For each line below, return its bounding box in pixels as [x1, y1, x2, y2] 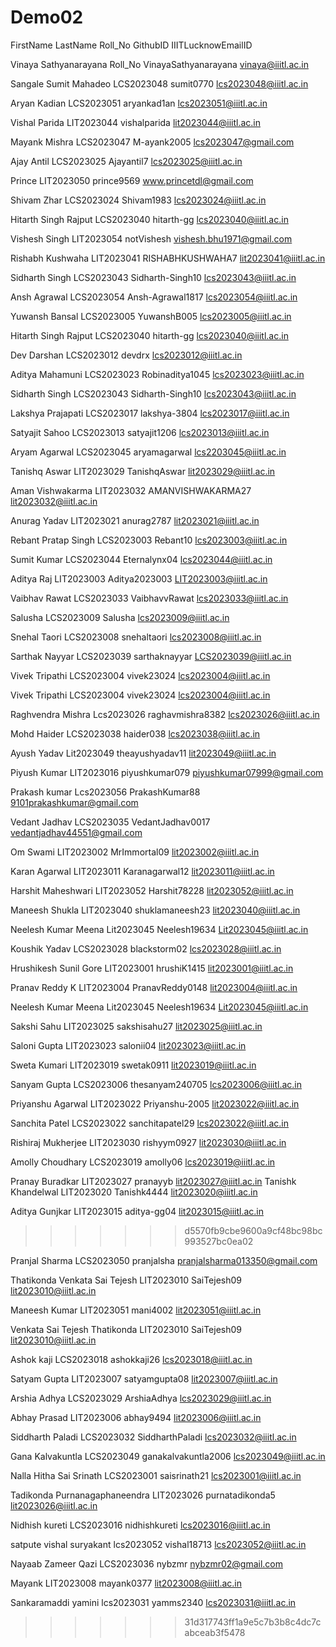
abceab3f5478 [184, 1626, 246, 1638]
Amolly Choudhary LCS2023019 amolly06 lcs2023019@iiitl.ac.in [10, 1156, 276, 1168]
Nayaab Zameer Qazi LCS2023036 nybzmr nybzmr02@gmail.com [10, 1557, 283, 1570]
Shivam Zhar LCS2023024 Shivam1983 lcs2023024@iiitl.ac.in [10, 194, 267, 206]
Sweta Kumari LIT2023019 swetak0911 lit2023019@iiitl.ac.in [10, 1059, 257, 1071]
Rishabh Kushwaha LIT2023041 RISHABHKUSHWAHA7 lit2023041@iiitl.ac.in [10, 252, 326, 264]
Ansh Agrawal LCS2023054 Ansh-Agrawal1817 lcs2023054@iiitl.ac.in [10, 291, 298, 303]
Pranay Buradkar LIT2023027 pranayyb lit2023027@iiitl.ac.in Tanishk [10, 1175, 297, 1187]
